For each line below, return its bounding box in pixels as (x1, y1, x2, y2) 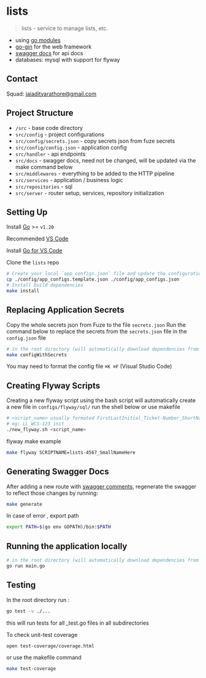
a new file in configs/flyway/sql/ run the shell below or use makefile (6, 403, 181, 411)
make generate (6, 501, 43, 507)
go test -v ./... (6, 608, 51, 614)
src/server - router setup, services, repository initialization (15, 189, 164, 197)
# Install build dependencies (6, 282, 84, 289)
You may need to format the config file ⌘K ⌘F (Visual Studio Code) (6, 363, 172, 370)
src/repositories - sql (15, 183, 73, 190)
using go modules (15, 36, 61, 44)
